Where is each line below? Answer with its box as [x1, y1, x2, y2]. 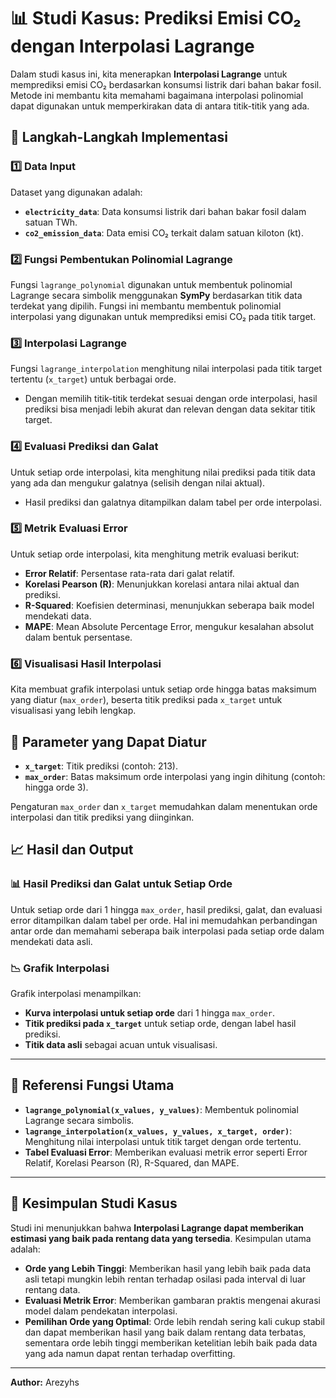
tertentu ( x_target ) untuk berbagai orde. [10, 373, 177, 385]
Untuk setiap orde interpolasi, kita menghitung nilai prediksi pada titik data [10, 466, 316, 478]
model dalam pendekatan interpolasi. [24, 1305, 178, 1317]
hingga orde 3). [24, 781, 89, 793]
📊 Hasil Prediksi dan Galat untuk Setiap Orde [10, 877, 233, 891]
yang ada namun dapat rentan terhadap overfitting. [24, 1347, 236, 1359]
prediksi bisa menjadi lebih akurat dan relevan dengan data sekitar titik [24, 403, 316, 415]
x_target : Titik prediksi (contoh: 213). [24, 760, 178, 772]
